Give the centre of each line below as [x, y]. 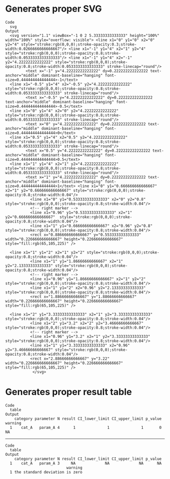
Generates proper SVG [54, 9]
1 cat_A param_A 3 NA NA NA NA [86, 463]
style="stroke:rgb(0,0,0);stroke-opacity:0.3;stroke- [79, 44]
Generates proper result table [69, 392]
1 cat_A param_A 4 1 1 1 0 [86, 427]
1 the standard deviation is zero [46, 472]
